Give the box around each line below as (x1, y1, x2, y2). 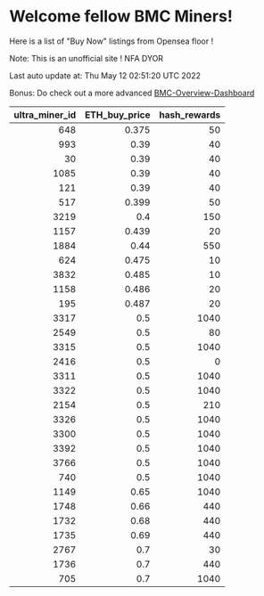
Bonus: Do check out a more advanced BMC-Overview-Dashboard (9, 87, 255, 98)
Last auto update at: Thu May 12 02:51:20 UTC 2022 (9, 69, 202, 81)
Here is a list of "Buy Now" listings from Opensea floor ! (9, 36, 214, 46)
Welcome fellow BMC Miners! (9, 6, 234, 27)
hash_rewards (159, 109, 221, 121)
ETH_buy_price (84, 109, 151, 121)
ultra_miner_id (13, 109, 77, 121)
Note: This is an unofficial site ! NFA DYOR (9, 53, 163, 63)
